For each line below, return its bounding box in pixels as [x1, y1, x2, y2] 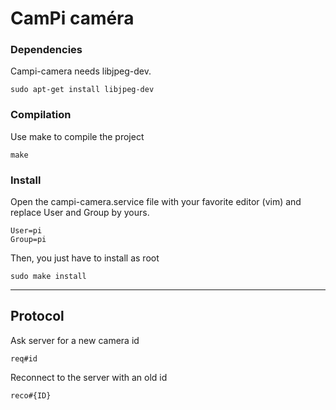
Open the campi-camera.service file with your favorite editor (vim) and [10, 196, 302, 208]
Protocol [10, 308, 65, 325]
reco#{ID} [10, 390, 52, 401]
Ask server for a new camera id [10, 334, 140, 346]
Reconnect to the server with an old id [10, 371, 168, 383]
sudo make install [10, 272, 87, 282]
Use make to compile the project [10, 130, 145, 142]
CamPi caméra [10, 7, 135, 30]
